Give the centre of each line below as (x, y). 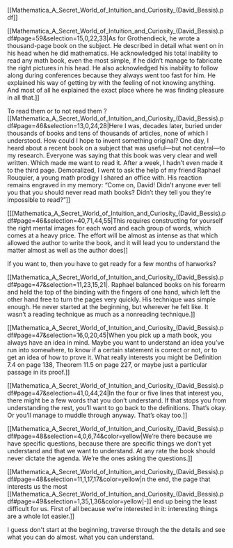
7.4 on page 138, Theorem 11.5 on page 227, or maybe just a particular (107, 365)
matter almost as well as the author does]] (68, 250)
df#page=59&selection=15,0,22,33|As (62, 38)
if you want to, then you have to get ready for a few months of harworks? (112, 264)
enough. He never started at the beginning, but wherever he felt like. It (108, 307)
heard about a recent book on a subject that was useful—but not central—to (116, 148)
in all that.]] (23, 97)
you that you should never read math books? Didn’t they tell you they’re (109, 192)
